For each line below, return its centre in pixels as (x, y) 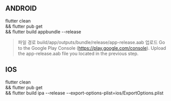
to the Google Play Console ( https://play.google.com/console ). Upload (92, 48)
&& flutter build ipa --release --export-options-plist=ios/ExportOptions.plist (84, 93)
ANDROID (21, 8)
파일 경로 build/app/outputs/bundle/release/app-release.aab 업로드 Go (91, 42)
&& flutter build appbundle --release (43, 32)
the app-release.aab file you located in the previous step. (78, 53)
